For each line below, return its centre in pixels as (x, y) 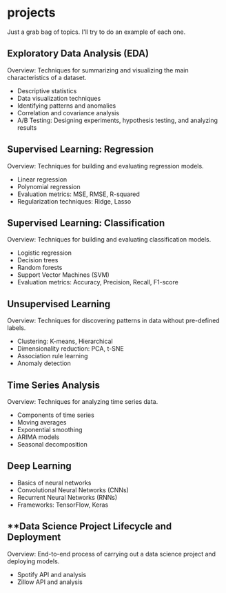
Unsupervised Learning (59, 304)
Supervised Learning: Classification (86, 223)
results (27, 127)
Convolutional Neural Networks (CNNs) (73, 490)
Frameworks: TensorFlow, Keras (63, 505)
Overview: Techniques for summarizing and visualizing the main (98, 70)
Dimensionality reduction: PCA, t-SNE (70, 349)
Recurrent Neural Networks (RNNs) (67, 497)
